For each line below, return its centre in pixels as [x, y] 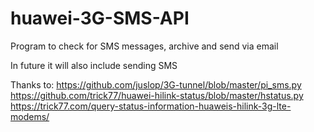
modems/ [30, 116]
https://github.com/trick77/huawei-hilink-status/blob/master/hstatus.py [157, 95]
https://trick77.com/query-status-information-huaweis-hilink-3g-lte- [151, 106]
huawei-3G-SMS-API [100, 18]
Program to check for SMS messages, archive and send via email [144, 46]
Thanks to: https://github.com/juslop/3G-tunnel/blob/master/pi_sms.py [156, 84]
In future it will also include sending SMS [94, 65]
